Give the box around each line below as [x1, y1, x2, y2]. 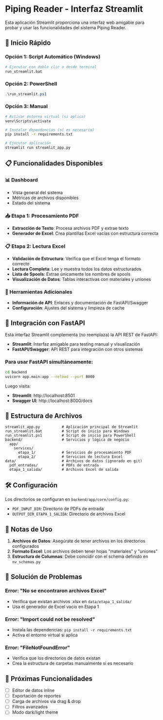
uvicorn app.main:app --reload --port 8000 [5, 374, 95, 379]
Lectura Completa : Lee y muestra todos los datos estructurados [12, 266, 142, 272]
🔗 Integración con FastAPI [5, 319, 85, 327]
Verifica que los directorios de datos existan [12, 655, 101, 661]
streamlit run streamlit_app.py [5, 145, 71, 150]
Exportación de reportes [12, 693, 61, 699]
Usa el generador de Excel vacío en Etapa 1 [12, 604, 99, 609]
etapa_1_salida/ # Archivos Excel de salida [9, 467, 119, 472]
